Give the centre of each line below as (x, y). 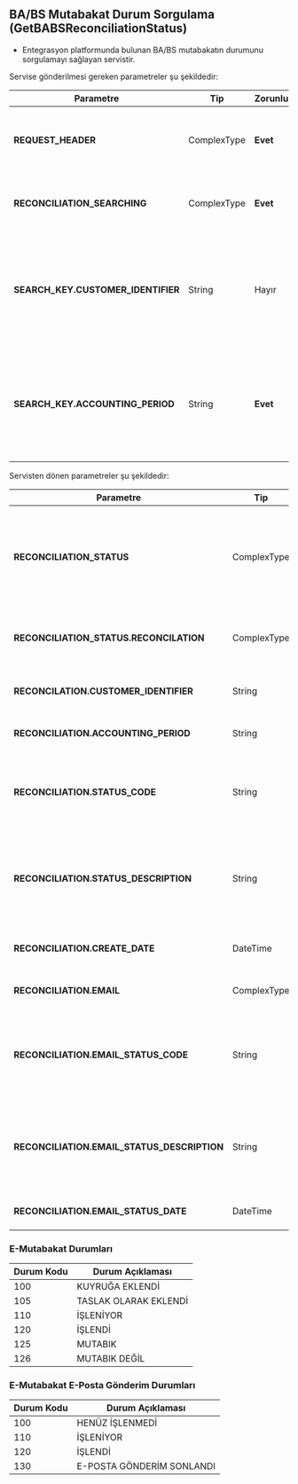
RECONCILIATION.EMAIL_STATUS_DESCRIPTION (119, 1146)
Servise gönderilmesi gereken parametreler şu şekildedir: (114, 76)
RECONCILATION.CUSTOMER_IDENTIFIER (103, 691)
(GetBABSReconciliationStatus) (98, 29)
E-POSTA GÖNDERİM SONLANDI (146, 1466)
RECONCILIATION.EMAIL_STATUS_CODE (101, 1055)
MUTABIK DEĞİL (111, 1359)
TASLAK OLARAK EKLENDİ (133, 1301)
